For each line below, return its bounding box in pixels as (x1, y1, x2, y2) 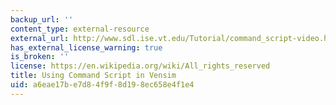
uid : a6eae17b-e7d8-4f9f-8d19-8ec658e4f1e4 (10, 80, 195, 90)
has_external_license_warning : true (10, 42, 163, 53)
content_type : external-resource (10, 24, 150, 34)
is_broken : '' (10, 52, 70, 62)
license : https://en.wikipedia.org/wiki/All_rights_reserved (10, 61, 271, 71)
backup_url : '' (10, 14, 74, 25)
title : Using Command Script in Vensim (10, 71, 177, 81)
